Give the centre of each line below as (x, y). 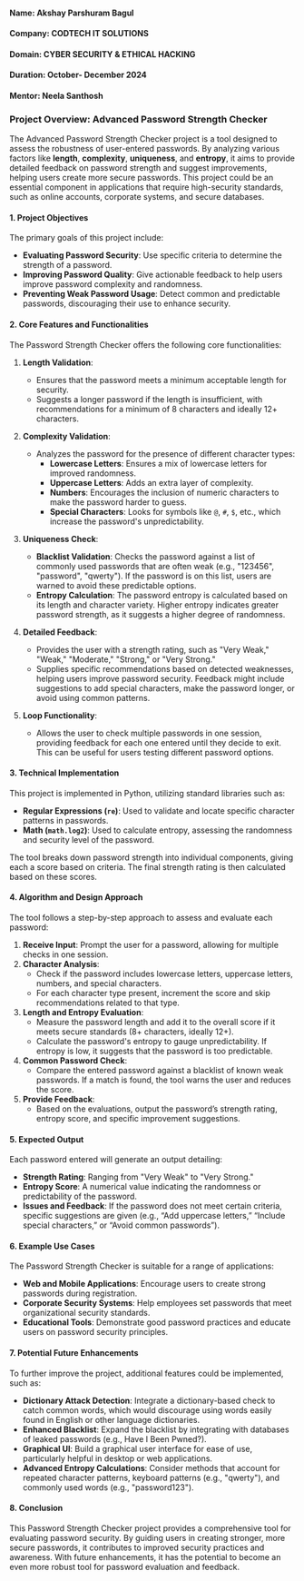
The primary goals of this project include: (87, 238)
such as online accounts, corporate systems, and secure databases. (137, 197)
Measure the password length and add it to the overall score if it (156, 1023)
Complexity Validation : (66, 436)
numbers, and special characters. (98, 983)
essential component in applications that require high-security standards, (147, 187)
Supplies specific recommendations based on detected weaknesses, (165, 668)
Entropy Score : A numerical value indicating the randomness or (142, 1187)
